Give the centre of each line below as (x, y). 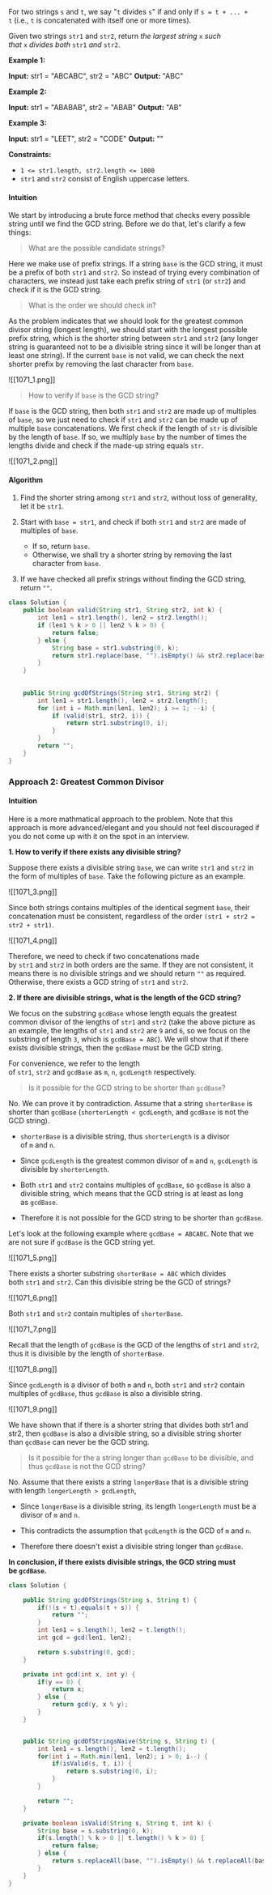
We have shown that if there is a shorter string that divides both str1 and (128, 1424)
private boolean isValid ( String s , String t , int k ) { (117, 1823)
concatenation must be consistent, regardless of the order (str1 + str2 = (132, 916)
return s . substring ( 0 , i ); (112, 1772)
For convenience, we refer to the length (74, 1063)
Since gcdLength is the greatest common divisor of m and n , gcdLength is (139, 1160)
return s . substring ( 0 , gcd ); (87, 1652)
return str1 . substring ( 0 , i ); (117, 723)
